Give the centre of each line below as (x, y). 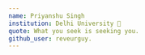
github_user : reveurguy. (50, 38)
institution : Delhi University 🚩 (65, 23)
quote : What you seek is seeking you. (74, 31)
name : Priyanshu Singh (47, 16)
